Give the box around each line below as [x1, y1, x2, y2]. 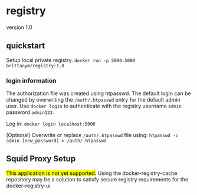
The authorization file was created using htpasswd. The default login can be [6, 90, 191, 97]
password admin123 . [6, 109, 54, 116]
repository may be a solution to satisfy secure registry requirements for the [6, 175, 189, 183]
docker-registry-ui [6, 182, 51, 189]
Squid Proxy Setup [6, 154, 76, 164]
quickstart [6, 41, 45, 51]
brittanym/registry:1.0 [6, 63, 65, 69]
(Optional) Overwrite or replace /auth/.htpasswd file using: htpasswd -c [6, 132, 179, 139]
